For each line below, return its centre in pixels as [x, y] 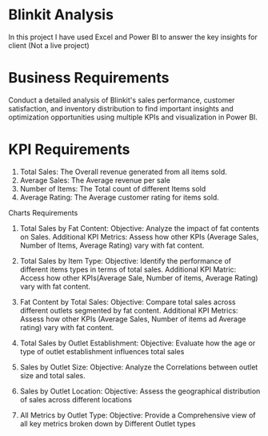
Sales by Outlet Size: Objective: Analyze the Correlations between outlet [139, 367]
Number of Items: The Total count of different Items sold [113, 188]
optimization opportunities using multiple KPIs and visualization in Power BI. [133, 117]
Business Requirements [89, 78]
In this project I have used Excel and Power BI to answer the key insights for [133, 37]
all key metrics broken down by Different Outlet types [108, 423]
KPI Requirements [69, 149]
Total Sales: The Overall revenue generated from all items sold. [123, 172]
